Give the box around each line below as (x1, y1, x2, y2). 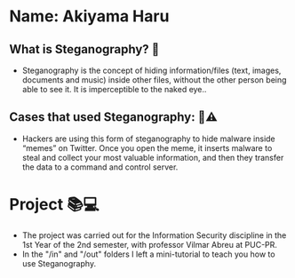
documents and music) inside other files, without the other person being (21, 75, 287, 85)
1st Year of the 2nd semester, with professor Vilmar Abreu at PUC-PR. (21, 239, 278, 250)
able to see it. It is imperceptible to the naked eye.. (21, 84, 207, 94)
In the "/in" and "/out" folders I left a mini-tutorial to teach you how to (21, 249, 275, 259)
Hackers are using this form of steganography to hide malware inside (21, 133, 275, 144)
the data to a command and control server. (21, 162, 179, 172)
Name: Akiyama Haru (9, 6, 170, 27)
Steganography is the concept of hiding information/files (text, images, (21, 65, 282, 75)
